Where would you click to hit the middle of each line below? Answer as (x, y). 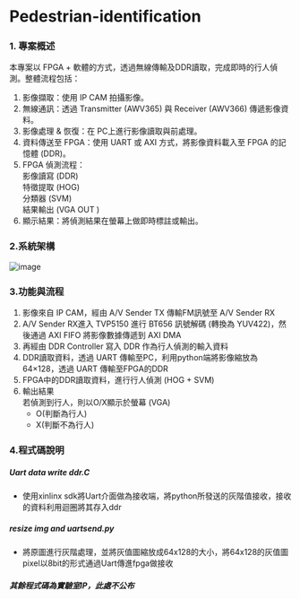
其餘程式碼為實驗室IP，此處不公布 (72, 586)
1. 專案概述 (32, 47)
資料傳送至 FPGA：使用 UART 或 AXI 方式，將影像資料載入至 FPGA (145, 143)
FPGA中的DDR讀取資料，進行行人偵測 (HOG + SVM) (118, 380)
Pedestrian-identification (105, 17)
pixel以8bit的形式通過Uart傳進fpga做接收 (98, 563)
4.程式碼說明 (37, 450)
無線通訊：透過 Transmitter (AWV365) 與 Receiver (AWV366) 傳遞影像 (151, 109)
